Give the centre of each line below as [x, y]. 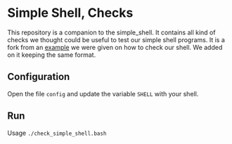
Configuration [39, 77]
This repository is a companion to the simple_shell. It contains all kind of [111, 32]
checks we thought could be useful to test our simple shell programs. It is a [116, 39]
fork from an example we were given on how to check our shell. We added [115, 47]
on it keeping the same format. [52, 55]
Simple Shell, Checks [70, 13]
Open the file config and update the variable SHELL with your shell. [103, 93]
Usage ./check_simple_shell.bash [57, 133]
